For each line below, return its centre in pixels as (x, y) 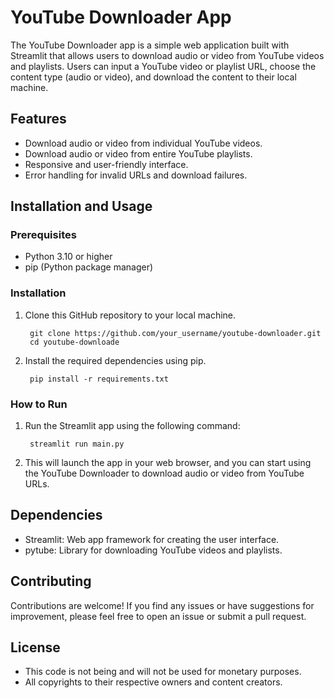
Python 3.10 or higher (68, 257)
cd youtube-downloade (74, 342)
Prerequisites (43, 235)
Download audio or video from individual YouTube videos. (143, 143)
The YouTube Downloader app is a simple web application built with (150, 45)
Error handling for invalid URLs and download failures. (136, 175)
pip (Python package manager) (89, 267)
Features (38, 119)
